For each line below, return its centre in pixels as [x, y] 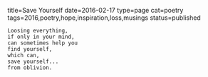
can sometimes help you [43, 43]
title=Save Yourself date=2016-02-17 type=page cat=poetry [95, 10]
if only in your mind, [41, 37]
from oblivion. [30, 68]
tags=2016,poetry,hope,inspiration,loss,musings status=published [104, 18]
